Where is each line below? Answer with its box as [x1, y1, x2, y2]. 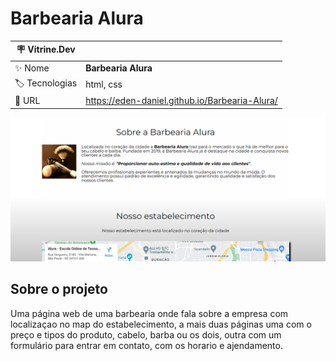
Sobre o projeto [10, 281, 108, 298]
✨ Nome [14, 62, 50, 74]
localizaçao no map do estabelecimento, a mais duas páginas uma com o [10, 318, 312, 330]
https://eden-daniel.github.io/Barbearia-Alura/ [85, 95, 278, 107]
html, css [85, 78, 123, 91]
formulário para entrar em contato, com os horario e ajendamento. [10, 339, 283, 351]
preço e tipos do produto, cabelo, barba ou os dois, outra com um [10, 328, 282, 341]
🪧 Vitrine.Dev [16, 43, 76, 56]
